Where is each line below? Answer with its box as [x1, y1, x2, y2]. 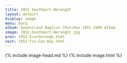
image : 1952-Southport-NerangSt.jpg [5, 30, 80, 35]
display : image [5, 16, 36, 21]
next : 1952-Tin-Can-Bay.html [5, 39, 65, 44]
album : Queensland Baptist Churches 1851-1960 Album [5, 25, 116, 30]
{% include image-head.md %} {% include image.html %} [5, 52, 122, 58]
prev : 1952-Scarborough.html [5, 35, 65, 40]
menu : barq [5, 21, 28, 26]
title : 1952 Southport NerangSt [5, 7, 71, 12]
